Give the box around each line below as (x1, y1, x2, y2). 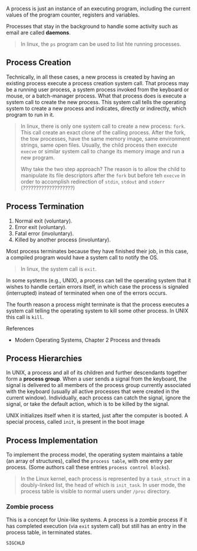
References (6, 325, 34, 332)
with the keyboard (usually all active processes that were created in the (6, 388, 180, 395)
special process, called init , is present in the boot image (6, 418, 145, 426)
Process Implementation (6, 435, 98, 446)
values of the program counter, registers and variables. (6, 11, 140, 18)
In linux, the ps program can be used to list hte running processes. (20, 41, 182, 47)
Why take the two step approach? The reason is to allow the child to (20, 165, 186, 172)
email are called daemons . (6, 29, 71, 36)
